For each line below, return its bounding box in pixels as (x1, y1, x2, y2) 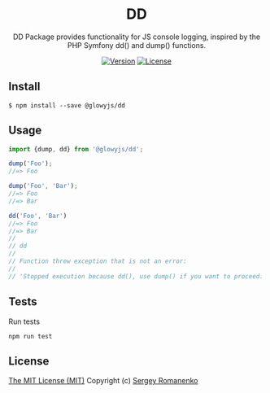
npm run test (8, 332, 53, 340)
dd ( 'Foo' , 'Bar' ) (8, 212, 67, 220)
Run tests (8, 317, 41, 326)
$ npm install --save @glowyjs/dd (8, 101, 126, 110)
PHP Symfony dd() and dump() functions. (67, 40, 206, 50)
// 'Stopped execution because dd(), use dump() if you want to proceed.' (8, 272, 268, 281)
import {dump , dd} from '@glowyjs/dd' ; (8, 145, 144, 153)
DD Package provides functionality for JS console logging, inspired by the (12, 32, 261, 41)
